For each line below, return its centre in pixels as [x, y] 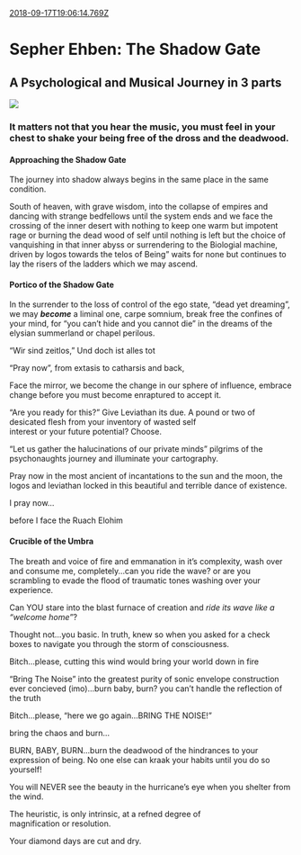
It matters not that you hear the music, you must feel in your [142, 127]
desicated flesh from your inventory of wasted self [103, 422]
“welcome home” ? [44, 616]
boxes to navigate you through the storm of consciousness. [120, 643]
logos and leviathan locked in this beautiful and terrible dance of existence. [148, 486]
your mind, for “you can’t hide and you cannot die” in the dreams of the [141, 324]
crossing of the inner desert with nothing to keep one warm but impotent [144, 226]
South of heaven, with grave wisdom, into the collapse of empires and [139, 207]
